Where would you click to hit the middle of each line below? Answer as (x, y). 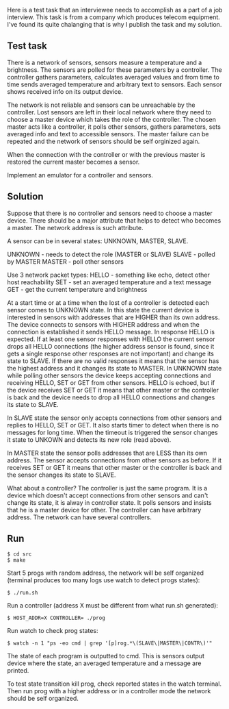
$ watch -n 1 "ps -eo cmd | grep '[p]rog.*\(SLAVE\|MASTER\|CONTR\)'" (110, 643)
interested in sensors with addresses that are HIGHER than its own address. (113, 317)
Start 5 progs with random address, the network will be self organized (105, 573)
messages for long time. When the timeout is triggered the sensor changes (112, 432)
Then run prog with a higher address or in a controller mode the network (109, 691)
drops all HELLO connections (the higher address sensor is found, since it (111, 346)
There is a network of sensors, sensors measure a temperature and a (105, 62)
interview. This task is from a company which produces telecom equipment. (114, 17)
